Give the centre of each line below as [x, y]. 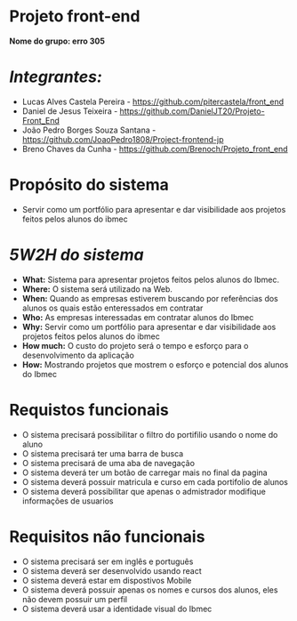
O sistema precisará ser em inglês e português [108, 561]
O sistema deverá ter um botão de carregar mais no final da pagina [145, 472]
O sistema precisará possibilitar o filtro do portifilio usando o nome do [150, 434]
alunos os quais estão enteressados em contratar [112, 308]
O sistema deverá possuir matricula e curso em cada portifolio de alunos [155, 481]
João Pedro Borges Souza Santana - [89, 130]
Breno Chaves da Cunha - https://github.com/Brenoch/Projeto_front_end [155, 149]
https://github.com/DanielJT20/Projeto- [192, 111]
